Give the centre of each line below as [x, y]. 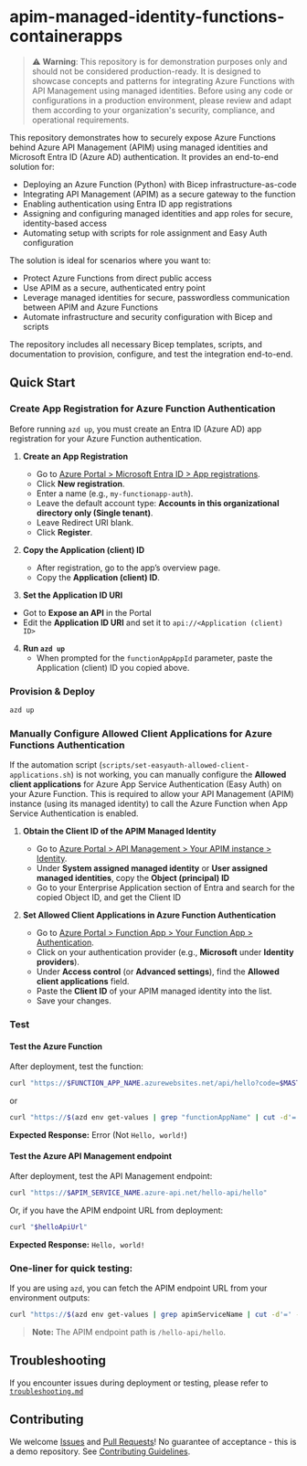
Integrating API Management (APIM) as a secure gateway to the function [159, 194]
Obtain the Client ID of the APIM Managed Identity [119, 831]
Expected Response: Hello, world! [77, 1244]
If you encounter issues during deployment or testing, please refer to [139, 1383]
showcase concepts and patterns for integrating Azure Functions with [163, 80]
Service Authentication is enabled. [74, 813]
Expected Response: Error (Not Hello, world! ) [98, 1134]
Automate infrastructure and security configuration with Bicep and [148, 316]
